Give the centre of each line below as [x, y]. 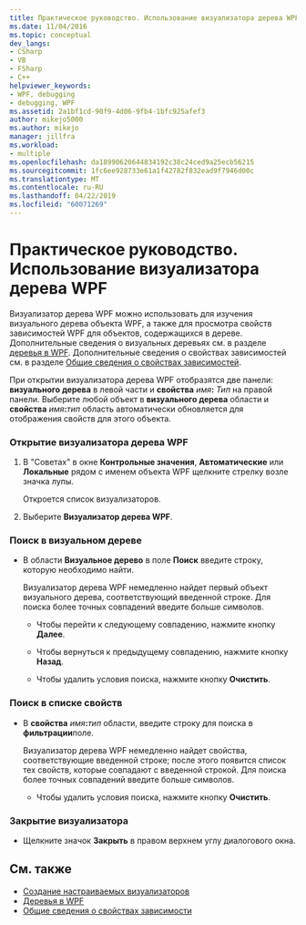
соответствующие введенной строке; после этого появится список [154, 760]
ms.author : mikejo [44, 129]
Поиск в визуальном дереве [76, 541]
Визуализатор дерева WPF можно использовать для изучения [131, 313]
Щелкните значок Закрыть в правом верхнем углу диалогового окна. [159, 841]
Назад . [50, 661]
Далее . [51, 634]
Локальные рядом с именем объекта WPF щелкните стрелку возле [155, 472]
